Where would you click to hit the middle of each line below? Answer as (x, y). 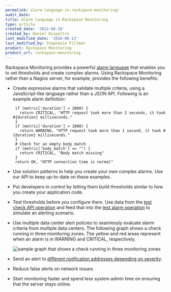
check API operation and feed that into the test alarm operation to (81, 207)
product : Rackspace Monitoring (38, 48)
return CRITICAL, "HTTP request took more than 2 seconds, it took (93, 113)
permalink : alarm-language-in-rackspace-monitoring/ (62, 10)
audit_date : (18, 15)
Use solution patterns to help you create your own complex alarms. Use (88, 171)
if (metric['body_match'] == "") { (53, 149)
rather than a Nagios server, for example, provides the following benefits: (82, 78)
